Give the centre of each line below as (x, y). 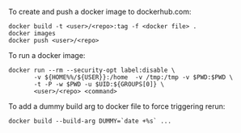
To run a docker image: (47, 55)
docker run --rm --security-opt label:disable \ (92, 70)
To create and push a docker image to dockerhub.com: (100, 12)
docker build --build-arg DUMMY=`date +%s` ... (90, 121)
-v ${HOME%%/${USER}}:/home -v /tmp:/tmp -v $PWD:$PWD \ (133, 77)
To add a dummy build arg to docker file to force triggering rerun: (117, 106)
